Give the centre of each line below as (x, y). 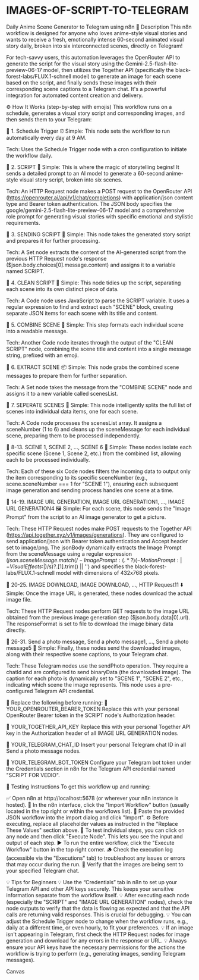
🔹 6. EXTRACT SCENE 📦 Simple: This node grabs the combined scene (93, 367)
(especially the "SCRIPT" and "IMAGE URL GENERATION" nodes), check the (99, 901)
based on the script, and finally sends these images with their (81, 82)
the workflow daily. (29, 155)
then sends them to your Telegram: (49, 119)
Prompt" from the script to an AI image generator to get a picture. (86, 517)
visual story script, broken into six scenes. (71, 180)
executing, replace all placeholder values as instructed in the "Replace (92, 824)
